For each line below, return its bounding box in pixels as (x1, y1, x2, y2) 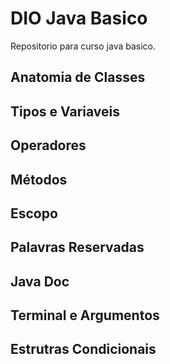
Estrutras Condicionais (10, 341, 157, 358)
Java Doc (10, 273, 70, 290)
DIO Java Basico (10, 7, 148, 30)
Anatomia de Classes (10, 69, 146, 86)
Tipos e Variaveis (10, 103, 121, 120)
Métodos (10, 171, 68, 188)
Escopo (10, 205, 58, 222)
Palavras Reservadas (10, 239, 145, 256)
